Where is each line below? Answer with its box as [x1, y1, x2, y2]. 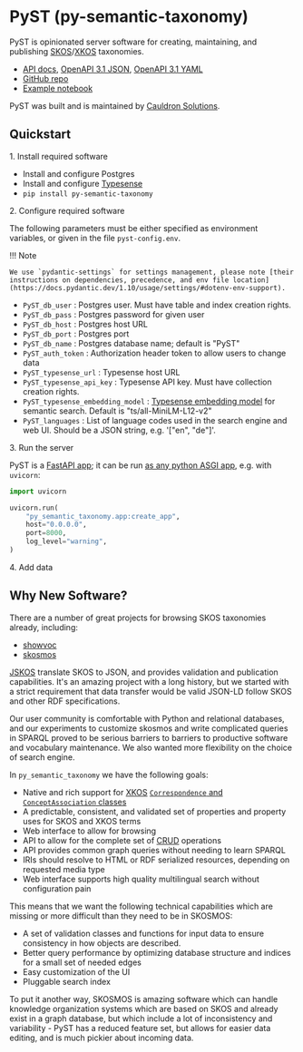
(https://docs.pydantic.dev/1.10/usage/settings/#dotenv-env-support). [9, 283, 286, 292]
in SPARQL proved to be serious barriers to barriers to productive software [9, 732, 288, 743]
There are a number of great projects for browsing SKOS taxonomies [9, 612, 267, 623]
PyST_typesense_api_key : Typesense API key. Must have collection [22, 376, 272, 387]
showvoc [22, 639, 57, 650]
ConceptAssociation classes [22, 796, 127, 807]
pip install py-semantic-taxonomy [22, 189, 153, 199]
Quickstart [9, 127, 72, 142]
